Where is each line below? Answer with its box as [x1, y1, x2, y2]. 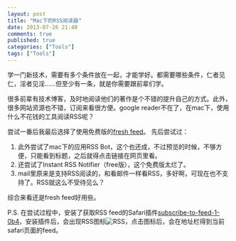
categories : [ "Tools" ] [7, 43, 75, 50]
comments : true [7, 30, 53, 38]
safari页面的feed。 [7, 225, 63, 235]
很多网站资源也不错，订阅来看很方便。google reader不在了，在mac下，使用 [7, 103, 230, 112]
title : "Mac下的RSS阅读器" [7, 17, 82, 24]
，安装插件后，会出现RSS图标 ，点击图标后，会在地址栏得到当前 [18, 217, 225, 225]
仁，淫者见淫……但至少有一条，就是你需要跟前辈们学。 [7, 79, 168, 87]
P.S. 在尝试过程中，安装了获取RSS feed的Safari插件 [7, 208, 159, 217]
